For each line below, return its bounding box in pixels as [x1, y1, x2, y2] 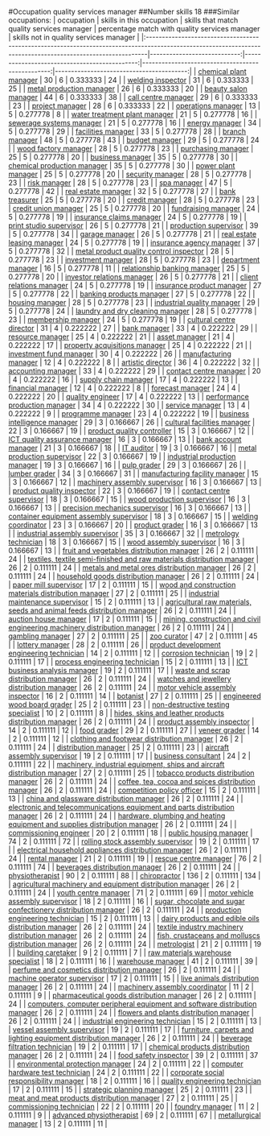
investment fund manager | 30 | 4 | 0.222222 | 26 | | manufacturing [8, 349, 231, 358]
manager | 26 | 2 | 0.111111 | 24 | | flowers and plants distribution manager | [8, 1008, 255, 1017]
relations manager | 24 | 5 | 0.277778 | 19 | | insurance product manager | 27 [8, 281, 262, 290]
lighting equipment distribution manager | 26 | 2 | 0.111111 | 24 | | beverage [8, 1034, 252, 1043]
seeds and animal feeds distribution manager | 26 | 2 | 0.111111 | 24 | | [8, 605, 236, 615]
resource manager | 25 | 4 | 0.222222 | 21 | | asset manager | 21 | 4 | [8, 332, 235, 341]
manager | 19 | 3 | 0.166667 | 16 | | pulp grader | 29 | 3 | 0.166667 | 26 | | [8, 461, 247, 469]
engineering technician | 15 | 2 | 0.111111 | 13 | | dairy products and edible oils [8, 914, 260, 923]
